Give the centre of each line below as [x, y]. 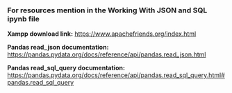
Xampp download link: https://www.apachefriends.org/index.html [102, 34]
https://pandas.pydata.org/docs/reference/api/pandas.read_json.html [107, 54]
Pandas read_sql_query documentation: [66, 68]
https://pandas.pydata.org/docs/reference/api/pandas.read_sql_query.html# [116, 75]
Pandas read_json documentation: [58, 48]
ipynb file [23, 19]
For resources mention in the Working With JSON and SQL [107, 10]
